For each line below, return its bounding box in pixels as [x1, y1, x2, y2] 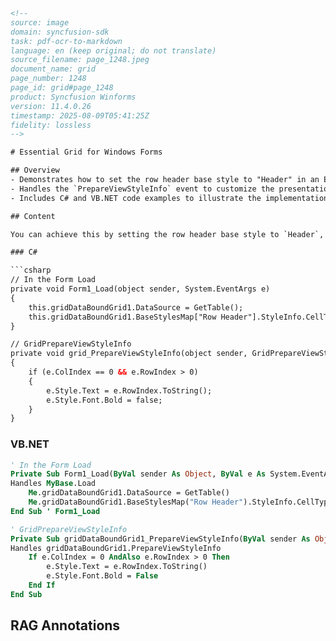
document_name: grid [10, 64, 97, 74]
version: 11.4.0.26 [10, 101, 92, 111]
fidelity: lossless [10, 120, 92, 130]
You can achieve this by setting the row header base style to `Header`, [10, 229, 325, 239]
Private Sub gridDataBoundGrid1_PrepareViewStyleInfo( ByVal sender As [10, 534, 311, 544]
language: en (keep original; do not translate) [10, 45, 217, 56]
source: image [10, 17, 70, 28]
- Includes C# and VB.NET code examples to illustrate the [10, 193, 262, 203]
